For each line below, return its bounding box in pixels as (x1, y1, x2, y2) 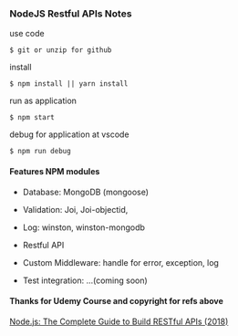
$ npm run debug (9, 147, 71, 156)
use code (9, 28, 45, 39)
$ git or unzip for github (9, 46, 112, 55)
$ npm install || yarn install (9, 79, 129, 89)
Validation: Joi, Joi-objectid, (22, 204, 129, 215)
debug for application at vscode (9, 129, 129, 140)
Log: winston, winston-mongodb (22, 222, 146, 233)
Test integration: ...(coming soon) (22, 275, 148, 286)
